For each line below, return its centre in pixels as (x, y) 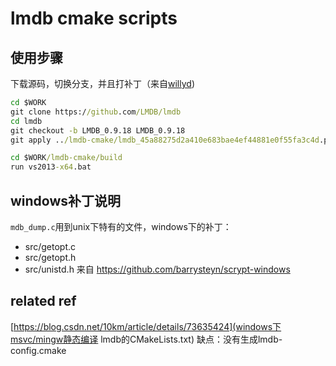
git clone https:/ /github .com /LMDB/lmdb (96, 112)
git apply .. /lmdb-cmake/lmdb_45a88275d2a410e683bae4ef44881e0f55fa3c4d (165, 140)
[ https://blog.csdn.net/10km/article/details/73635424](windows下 (146, 326)
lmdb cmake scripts (94, 18)
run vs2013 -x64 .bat (51, 167)
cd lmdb (26, 121)
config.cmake (38, 350)
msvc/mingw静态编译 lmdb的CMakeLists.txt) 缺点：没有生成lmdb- (146, 339)
